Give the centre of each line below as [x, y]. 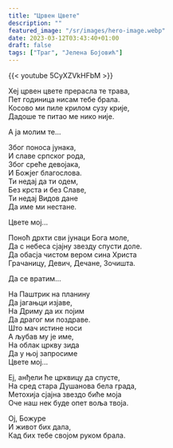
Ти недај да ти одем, [43, 181]
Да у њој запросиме [43, 353]
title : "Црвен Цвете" [44, 16]
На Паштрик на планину [49, 294]
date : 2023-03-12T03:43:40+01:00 [64, 38]
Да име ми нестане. [43, 207]
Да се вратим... [35, 279]
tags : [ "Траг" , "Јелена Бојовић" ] [66, 53]
